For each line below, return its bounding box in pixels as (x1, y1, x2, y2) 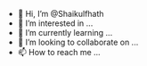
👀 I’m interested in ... (17, 18, 94, 29)
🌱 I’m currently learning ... (17, 28, 113, 37)
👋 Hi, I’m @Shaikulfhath (17, 9, 104, 19)
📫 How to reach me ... (17, 47, 101, 57)
